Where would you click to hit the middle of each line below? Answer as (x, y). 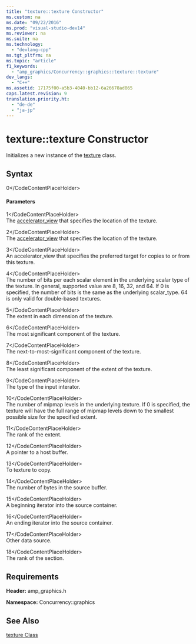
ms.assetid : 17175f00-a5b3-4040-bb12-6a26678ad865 (69, 88)
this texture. (21, 262)
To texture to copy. (29, 470)
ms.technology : (25, 45)
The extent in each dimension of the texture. (60, 316)
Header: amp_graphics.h (36, 591)
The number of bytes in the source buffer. (57, 488)
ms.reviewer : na (26, 34)
